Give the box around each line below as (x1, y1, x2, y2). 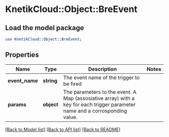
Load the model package (5, 24, 84, 32)
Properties (5, 51, 39, 59)
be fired (63, 80, 82, 87)
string (42, 77, 58, 84)
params (8, 101, 27, 108)
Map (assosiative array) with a (63, 94, 135, 101)
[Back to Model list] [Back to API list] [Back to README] (5, 126, 121, 132)
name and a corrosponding (63, 107, 127, 114)
